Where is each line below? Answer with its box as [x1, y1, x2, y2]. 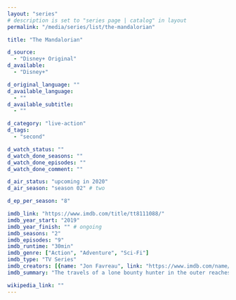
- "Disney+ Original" [13, 56, 77, 63]
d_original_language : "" [7, 81, 80, 88]
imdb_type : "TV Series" [7, 256, 77, 263]
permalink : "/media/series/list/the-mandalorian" [7, 23, 156, 30]
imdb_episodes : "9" [7, 237, 65, 244]
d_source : [7, 49, 37, 56]
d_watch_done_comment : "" [7, 165, 83, 173]
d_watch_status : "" [7, 146, 65, 153]
